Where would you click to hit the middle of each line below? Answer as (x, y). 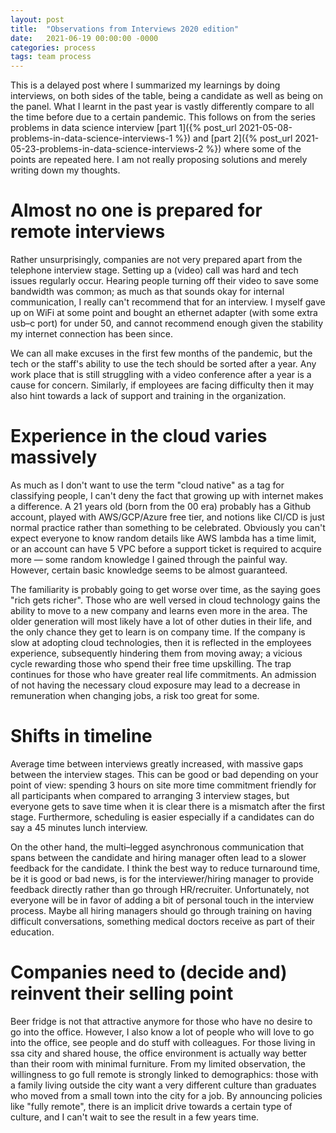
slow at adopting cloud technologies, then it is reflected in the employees (161, 642)
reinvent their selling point (122, 993)
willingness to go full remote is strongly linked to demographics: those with (164, 1074)
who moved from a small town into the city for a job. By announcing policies (166, 1095)
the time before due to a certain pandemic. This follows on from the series (163, 117)
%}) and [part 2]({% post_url (233, 138)
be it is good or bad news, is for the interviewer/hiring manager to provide (162, 878)
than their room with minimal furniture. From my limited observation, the (158, 1063)
